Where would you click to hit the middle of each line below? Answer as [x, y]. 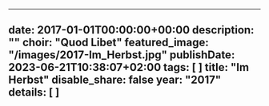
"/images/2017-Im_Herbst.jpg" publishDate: [122, 55]
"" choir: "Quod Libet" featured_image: [109, 43]
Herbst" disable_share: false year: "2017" [115, 80]
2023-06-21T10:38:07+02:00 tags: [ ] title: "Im [129, 67]
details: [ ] [34, 92]
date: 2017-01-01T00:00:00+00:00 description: [131, 30]
